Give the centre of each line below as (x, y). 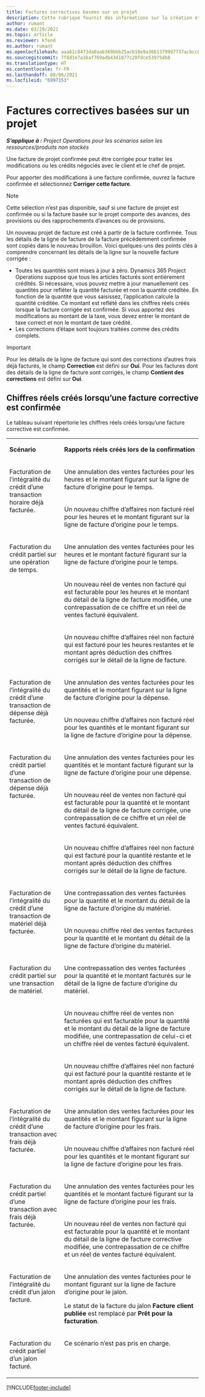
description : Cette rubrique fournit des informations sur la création (99, 18)
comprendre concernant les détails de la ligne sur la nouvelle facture (93, 252)
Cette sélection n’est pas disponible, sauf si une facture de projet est (92, 208)
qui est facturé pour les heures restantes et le (129, 645)
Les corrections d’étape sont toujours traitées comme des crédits (97, 329)
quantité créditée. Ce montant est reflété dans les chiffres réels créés (103, 303)
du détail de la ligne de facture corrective (123, 1239)
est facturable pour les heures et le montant (127, 592)
